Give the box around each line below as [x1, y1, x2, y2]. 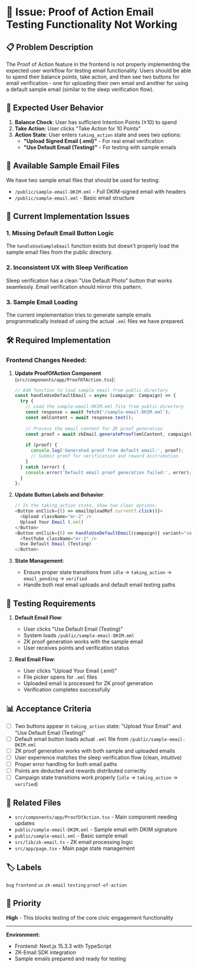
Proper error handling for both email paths [14, 761, 117, 768]
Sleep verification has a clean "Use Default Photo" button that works [6, 277, 173, 284]
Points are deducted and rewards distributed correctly [14, 767, 146, 774]
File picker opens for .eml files [23, 673, 97, 681]
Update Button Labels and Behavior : [14, 491, 105, 498]
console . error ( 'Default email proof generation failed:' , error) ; [25, 470, 192, 475]
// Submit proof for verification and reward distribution [30, 453, 179, 459]
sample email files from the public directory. [6, 249, 113, 256]
